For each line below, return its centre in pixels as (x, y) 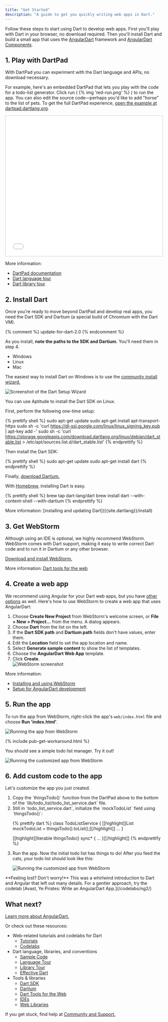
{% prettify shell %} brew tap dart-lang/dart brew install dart (67, 496)
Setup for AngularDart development (49, 688)
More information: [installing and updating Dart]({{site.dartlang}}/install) (79, 511)
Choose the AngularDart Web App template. (58, 653)
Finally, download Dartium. (32, 476)
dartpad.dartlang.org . (27, 108)
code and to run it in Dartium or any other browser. (57, 549)
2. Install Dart (26, 299)
